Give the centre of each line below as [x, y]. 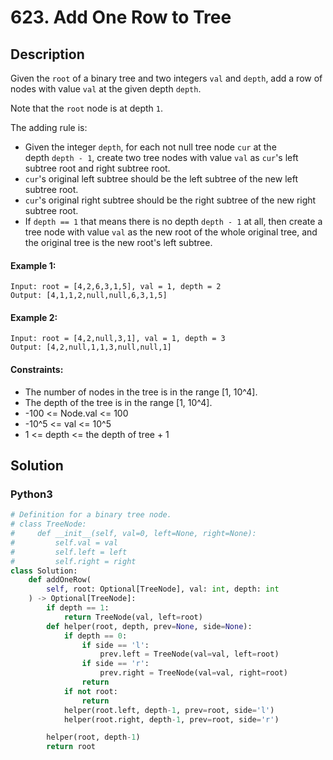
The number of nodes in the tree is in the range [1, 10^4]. [141, 392]
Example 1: [33, 265]
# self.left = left [69, 552]
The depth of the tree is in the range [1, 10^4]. [118, 402]
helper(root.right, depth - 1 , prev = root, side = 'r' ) [171, 719]
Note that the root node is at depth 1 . [87, 108]
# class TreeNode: [48, 524]
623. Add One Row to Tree [121, 17]
